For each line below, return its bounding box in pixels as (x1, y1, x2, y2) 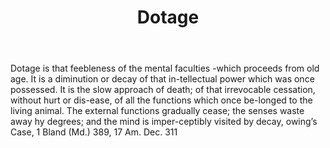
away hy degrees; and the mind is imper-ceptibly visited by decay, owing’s (10, 116, 318, 128)
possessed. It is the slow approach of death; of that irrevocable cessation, (10, 84, 316, 96)
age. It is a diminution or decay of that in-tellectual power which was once (10, 73, 315, 85)
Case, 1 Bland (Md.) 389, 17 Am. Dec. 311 (10, 126, 178, 138)
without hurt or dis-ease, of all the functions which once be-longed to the (10, 94, 313, 106)
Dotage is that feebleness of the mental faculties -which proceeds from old (10, 62, 320, 75)
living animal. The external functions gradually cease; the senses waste (10, 105, 305, 117)
